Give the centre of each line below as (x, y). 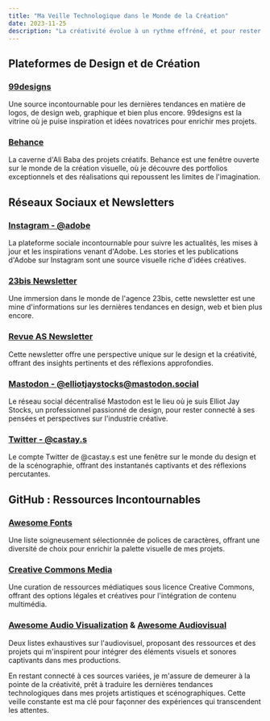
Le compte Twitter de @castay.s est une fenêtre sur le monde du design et (132, 457)
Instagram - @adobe (50, 225)
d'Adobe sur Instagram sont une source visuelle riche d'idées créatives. (127, 260)
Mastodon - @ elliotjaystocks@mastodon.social (104, 384)
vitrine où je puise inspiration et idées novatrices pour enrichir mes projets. (133, 121)
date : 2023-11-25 (37, 23)
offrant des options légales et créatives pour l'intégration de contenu (123, 596)
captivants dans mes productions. (64, 660)
